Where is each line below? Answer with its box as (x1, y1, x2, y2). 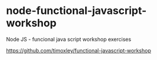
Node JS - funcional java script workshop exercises (6, 36, 131, 43)
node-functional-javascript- (6, 4, 147, 17)
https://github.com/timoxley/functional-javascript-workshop (6, 47, 151, 54)
